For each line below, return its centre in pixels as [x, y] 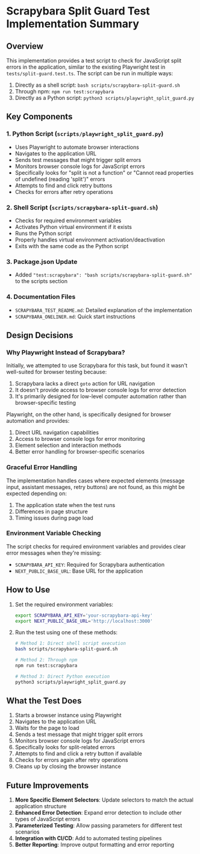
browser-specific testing [45, 403]
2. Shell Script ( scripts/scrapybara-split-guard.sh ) [82, 207]
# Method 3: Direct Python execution [62, 676]
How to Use [28, 590]
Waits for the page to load [47, 728]
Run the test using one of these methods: [66, 632]
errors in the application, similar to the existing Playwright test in [86, 67]
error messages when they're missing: [54, 553]
